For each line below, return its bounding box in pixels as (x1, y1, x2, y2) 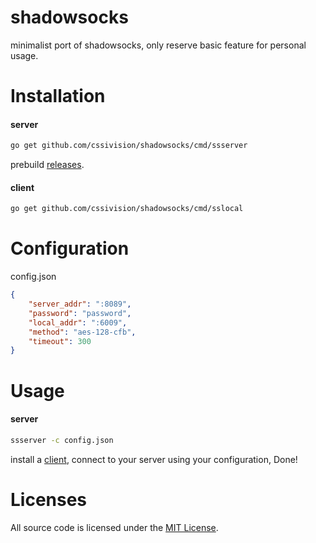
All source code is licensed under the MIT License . (10, 521, 219, 533)
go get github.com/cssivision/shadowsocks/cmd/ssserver (10, 141, 248, 151)
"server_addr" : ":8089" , (28, 299, 132, 310)
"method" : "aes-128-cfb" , (28, 327, 137, 337)
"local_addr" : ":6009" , (28, 317, 128, 328)
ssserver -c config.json (10, 435, 114, 445)
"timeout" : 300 (28, 336, 92, 346)
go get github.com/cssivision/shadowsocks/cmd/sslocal (10, 204, 244, 214)
